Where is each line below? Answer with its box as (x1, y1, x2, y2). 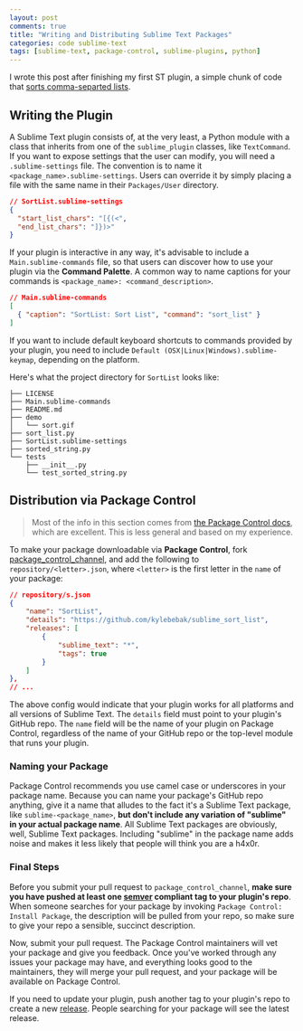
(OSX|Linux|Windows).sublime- (164, 345, 278, 355)
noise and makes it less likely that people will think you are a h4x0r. (9, 838, 260, 849)
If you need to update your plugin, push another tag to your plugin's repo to (9, 993, 291, 1004)
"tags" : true (57, 648, 107, 658)
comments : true (9, 22, 67, 31)
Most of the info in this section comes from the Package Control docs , (31, 516, 293, 527)
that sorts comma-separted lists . (9, 81, 131, 92)
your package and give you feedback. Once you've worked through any (9, 947, 278, 958)
